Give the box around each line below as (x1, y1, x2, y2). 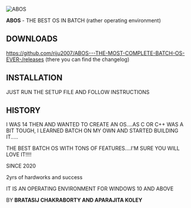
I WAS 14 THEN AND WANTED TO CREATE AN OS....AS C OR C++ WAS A (6, 121, 184, 128)
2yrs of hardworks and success (6, 174, 83, 181)
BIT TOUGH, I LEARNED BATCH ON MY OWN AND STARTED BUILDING (6, 127, 179, 135)
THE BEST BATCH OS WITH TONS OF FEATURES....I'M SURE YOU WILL (6, 145, 180, 152)
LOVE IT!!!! (6, 151, 32, 158)
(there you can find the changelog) (45, 56, 130, 63)
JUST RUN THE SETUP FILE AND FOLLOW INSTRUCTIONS (6, 88, 150, 95)
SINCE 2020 (6, 162, 36, 170)
